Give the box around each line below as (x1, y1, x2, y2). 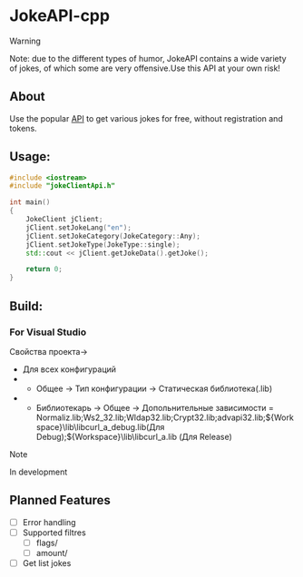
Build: (9, 298, 44, 314)
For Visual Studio (9, 326, 87, 338)
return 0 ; (25, 265, 64, 274)
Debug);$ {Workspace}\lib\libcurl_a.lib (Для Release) (35, 431, 233, 442)
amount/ (35, 547, 68, 558)
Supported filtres (22, 527, 86, 538)
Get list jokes (22, 557, 72, 568)
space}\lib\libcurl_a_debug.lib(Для (35, 421, 165, 432)
